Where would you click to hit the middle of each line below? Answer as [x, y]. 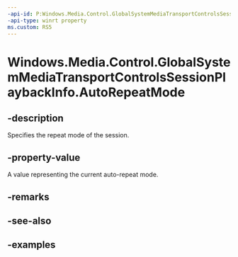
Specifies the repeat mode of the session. [68, 135]
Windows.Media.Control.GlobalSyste [119, 62]
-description [35, 118]
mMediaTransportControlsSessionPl [117, 77]
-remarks [28, 196]
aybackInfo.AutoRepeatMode [96, 92]
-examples [32, 245]
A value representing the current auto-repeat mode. [83, 175]
